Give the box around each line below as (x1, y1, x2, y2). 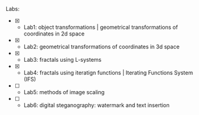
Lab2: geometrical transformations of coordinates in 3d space (23, 43, 180, 50)
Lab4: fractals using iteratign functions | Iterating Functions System (23, 69, 194, 76)
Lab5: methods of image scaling (23, 89, 105, 95)
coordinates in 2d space (23, 30, 85, 37)
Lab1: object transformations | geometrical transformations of (23, 24, 178, 31)
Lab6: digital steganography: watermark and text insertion (23, 102, 170, 109)
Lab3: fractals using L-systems (23, 56, 102, 63)
